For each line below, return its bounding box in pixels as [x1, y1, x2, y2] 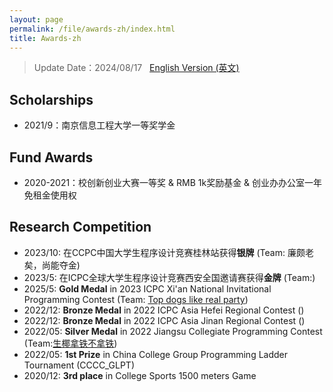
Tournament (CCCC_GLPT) [23, 359, 135, 371]
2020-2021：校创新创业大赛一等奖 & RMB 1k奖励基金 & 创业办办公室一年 [23, 177, 323, 188]
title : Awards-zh [9, 33, 82, 43]
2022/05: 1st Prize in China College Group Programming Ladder [23, 348, 289, 360]
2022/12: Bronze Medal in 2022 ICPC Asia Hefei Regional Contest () [23, 304, 305, 316]
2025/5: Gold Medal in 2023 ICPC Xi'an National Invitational [23, 282, 272, 295]
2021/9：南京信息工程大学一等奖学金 [23, 119, 176, 131]
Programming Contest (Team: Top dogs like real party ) [23, 293, 249, 305]
